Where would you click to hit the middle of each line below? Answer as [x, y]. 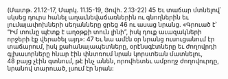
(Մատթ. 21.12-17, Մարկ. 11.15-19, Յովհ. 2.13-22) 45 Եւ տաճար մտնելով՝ [114, 10]
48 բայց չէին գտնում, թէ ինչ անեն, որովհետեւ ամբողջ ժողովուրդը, [113, 61]
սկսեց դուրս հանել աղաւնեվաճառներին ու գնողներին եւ [98, 17]
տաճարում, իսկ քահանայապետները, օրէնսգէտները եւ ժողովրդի [112, 46]
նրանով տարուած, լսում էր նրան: [61, 68]
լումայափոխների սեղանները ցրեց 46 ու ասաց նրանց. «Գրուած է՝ [112, 24]
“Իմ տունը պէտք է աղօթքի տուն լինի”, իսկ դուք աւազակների [104, 32]
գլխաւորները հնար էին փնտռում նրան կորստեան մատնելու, [105, 54]
